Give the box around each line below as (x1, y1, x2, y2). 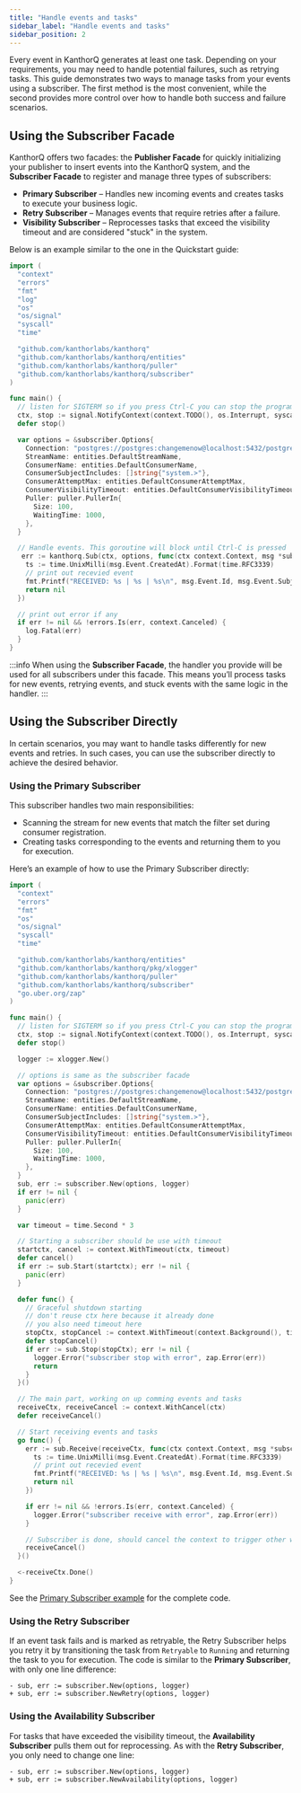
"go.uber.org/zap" (17, 989, 87, 998)
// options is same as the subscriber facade (17, 1071, 191, 1080)
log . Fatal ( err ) (25, 626, 82, 636)
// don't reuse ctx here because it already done (25, 1312, 215, 1320)
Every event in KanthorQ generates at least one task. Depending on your (9, 55, 277, 66)
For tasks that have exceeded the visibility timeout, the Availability (9, 1730, 255, 1741)
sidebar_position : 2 (9, 30, 87, 39)
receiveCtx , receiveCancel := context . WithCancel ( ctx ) (17, 1403, 227, 1412)
